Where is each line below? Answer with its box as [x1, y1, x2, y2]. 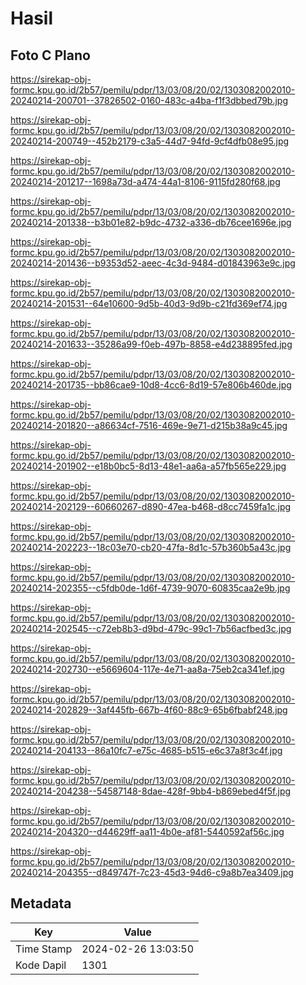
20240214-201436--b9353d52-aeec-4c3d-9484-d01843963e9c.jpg [10, 257, 296, 269]
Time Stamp [15, 942, 73, 956]
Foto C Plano [10, 47, 91, 64]
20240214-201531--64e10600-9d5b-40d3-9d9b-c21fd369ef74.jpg [10, 298, 288, 309]
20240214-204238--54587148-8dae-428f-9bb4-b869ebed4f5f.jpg [10, 785, 292, 797]
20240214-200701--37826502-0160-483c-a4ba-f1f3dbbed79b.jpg [10, 95, 289, 106]
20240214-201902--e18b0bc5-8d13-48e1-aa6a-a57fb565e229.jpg [10, 460, 287, 472]
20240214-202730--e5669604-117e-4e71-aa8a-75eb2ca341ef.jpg [10, 663, 285, 675]
